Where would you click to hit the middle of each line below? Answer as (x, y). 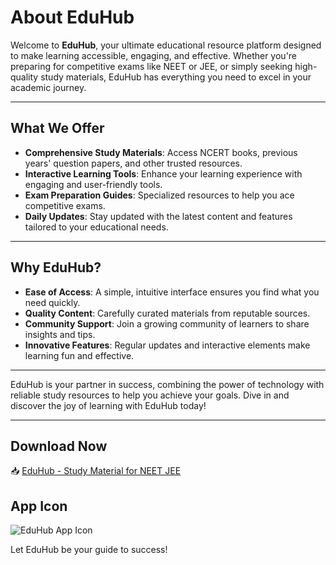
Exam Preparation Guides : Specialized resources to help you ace (159, 195)
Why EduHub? (56, 267)
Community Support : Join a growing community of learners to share (167, 323)
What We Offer (57, 128)
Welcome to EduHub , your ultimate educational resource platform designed (166, 45)
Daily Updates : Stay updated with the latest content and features (158, 216)
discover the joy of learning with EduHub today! (108, 405)
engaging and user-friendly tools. (93, 184)
